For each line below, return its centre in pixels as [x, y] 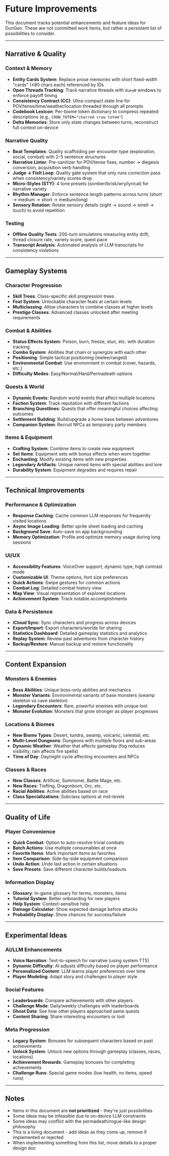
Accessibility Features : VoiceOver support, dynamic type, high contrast [87, 566]
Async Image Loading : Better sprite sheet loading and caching [78, 526]
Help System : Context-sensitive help [51, 904]
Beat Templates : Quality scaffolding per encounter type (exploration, [84, 151]
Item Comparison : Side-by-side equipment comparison [70, 858]
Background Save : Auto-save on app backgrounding [67, 532]
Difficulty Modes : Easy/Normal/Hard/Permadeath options [72, 374]
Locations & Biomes [30, 724]
